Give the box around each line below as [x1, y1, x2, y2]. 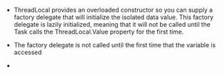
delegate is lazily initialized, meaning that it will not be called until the [13, 21, 211, 28]
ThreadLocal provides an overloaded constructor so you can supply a [13, 6, 213, 14]
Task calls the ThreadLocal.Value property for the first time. [13, 27, 184, 36]
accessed [13, 48, 42, 56]
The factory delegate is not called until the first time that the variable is [13, 41, 216, 49]
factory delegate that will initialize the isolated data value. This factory [13, 13, 214, 21]
